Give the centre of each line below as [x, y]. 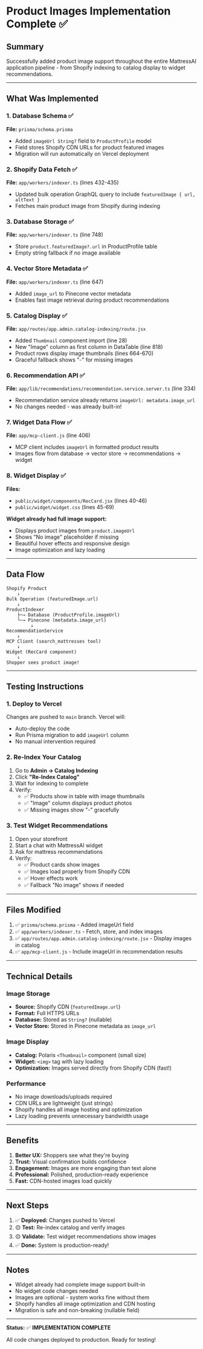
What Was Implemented [52, 99]
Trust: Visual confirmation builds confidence [71, 1162]
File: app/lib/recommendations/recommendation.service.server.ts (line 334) [101, 389]
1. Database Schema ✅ [40, 116]
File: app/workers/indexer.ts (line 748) [55, 235]
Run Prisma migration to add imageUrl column [72, 735]
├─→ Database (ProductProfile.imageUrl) [69, 615]
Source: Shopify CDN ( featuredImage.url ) [68, 1007]
